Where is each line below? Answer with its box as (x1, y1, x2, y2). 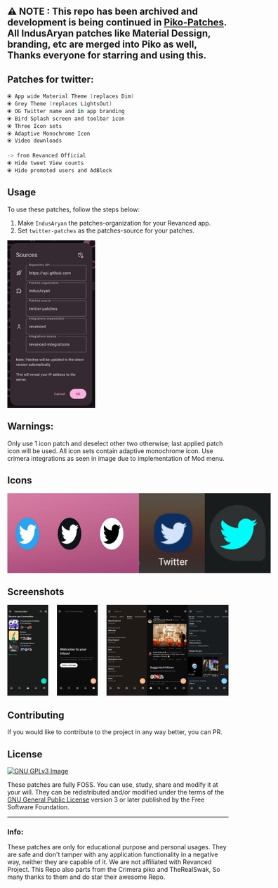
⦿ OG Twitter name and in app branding (7, 107, 125, 115)
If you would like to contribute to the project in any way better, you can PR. (7, 728, 223, 736)
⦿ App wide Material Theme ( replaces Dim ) (7, 93, 135, 100)
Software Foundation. (7, 803, 70, 811)
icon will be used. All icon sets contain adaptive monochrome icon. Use (7, 446, 213, 455)
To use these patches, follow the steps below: (7, 205, 140, 214)
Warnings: (7, 421, 54, 433)
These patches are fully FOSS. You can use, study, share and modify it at (7, 781, 219, 789)
